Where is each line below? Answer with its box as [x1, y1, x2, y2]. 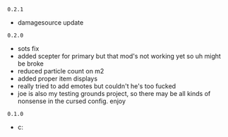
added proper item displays [17, 74, 97, 83]
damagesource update [17, 18, 84, 27]
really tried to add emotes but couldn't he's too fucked [17, 82, 176, 90]
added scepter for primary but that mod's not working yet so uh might [17, 52, 221, 60]
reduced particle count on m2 [17, 67, 104, 75]
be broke [17, 59, 44, 68]
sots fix [17, 44, 40, 52]
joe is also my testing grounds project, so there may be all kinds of [17, 90, 211, 97]
